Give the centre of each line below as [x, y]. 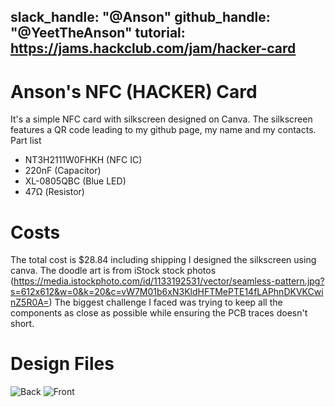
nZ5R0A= [30, 302]
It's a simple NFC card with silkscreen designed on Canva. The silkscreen [161, 119]
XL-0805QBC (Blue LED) [75, 181]
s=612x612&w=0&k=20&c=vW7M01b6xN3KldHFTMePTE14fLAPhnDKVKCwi [167, 292]
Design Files [62, 364]
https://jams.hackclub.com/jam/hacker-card [153, 48]
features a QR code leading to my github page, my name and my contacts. [163, 130]
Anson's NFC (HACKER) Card [134, 91]
